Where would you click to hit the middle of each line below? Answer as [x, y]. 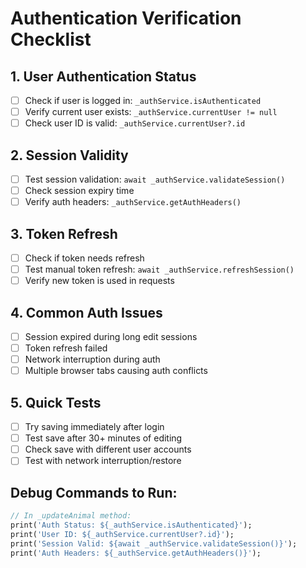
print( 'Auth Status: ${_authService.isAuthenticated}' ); [131, 525]
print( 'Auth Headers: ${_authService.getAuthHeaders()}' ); [136, 553]
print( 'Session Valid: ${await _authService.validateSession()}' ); [154, 543]
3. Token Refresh [64, 233]
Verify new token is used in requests [99, 281]
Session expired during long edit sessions [111, 336]
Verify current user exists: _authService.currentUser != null [151, 112]
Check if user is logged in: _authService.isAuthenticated [143, 100]
